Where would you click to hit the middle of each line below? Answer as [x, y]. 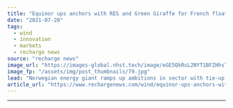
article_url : [26, 84]
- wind [23, 33]
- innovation [32, 39]
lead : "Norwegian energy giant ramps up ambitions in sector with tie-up [116, 78]
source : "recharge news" [43, 59]
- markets [27, 46]
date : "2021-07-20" [35, 20]
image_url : [23, 65]
